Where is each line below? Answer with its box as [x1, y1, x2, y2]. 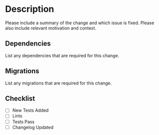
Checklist [5, 94, 36, 102]
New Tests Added [12, 107, 49, 113]
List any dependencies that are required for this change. [5, 52, 119, 58]
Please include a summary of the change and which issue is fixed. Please [5, 20, 155, 26]
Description [5, 3, 54, 15]
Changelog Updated [12, 124, 54, 130]
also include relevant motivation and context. [5, 25, 96, 31]
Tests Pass [12, 119, 35, 125]
